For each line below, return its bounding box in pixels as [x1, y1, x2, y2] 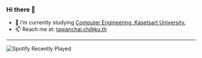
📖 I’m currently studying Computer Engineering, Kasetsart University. [14, 19, 186, 26]
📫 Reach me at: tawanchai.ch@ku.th [14, 26, 107, 33]
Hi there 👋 [6, 5, 36, 14]
